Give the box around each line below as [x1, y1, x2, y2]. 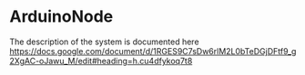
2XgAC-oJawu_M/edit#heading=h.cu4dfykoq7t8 [9, 55, 193, 66]
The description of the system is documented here [9, 36, 199, 47]
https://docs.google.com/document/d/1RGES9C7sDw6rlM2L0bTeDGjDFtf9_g [9, 45, 297, 56]
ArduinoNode [9, 6, 114, 27]
